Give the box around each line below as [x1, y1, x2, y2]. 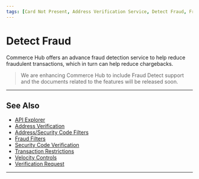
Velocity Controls [14, 154, 57, 161]
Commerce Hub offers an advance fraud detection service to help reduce [6, 54, 185, 61]
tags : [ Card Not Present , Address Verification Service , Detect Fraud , [6, 8, 187, 15]
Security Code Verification [14, 142, 80, 149]
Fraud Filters [14, 135, 46, 142]
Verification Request [14, 161, 65, 168]
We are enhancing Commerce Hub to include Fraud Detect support [20, 72, 184, 79]
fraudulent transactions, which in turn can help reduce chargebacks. [6, 60, 174, 67]
